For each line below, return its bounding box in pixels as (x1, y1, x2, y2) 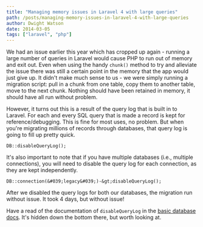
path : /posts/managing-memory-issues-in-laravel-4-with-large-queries (6, 15, 189, 21)
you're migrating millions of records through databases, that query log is (6, 125, 188, 132)
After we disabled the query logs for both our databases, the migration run (6, 189, 193, 197)
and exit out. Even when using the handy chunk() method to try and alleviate (6, 61, 198, 69)
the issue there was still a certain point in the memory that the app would (6, 68, 189, 75)
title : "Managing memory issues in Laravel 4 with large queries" (6, 9, 178, 15)
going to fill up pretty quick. (6, 131, 75, 139)
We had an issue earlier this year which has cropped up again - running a (6, 48, 190, 55)
